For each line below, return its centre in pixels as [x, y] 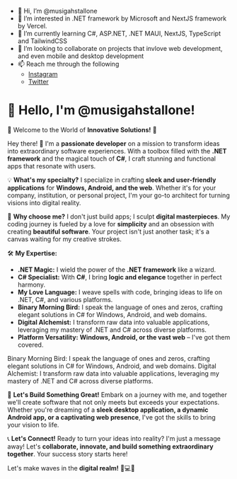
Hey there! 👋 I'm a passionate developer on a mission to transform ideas [114, 143]
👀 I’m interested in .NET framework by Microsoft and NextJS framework [122, 18]
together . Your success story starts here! [68, 454]
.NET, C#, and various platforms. [65, 299]
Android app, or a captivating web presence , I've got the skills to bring [111, 417]
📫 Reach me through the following [68, 64]
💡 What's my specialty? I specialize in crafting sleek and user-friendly [112, 180]
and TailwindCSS [42, 41]
